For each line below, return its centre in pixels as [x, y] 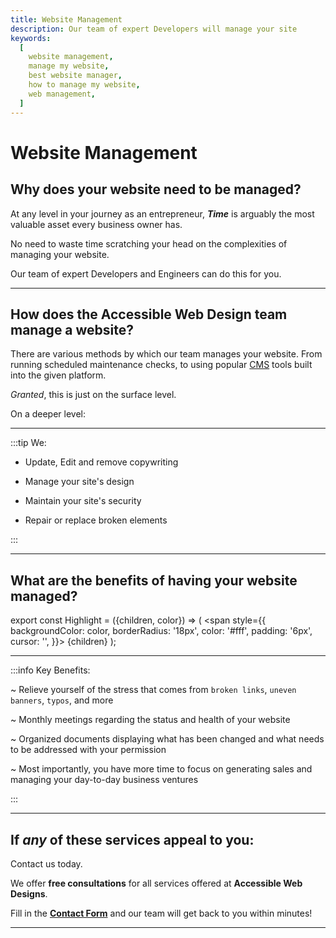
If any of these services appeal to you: [132, 839]
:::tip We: [28, 443]
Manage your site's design [79, 482]
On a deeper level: [48, 414]
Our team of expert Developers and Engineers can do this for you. [146, 273]
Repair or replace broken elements [96, 520]
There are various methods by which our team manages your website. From [166, 354]
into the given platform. [58, 375]
